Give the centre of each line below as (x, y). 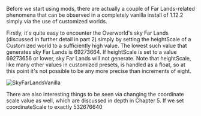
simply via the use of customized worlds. (57, 21)
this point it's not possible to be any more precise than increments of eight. (99, 71)
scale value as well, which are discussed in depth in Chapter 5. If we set (95, 100)
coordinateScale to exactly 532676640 (55, 107)
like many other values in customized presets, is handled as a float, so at (96, 65)
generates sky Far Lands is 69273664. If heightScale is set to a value (91, 52)
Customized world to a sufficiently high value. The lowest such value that (97, 45)
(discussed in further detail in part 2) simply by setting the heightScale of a (99, 39)
